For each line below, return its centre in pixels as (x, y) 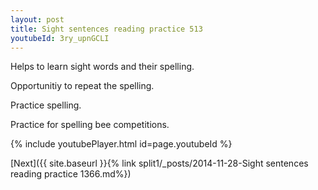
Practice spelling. (46, 105)
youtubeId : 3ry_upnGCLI (60, 38)
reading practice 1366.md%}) (71, 174)
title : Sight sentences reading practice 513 (106, 29)
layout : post (37, 19)
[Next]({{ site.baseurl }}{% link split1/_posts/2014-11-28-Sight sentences (159, 163)
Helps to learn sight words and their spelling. (102, 67)
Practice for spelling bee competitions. (90, 125)
